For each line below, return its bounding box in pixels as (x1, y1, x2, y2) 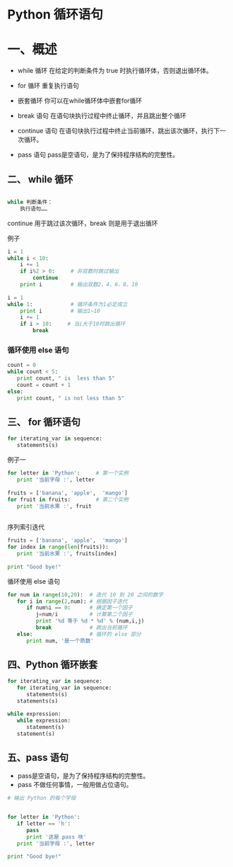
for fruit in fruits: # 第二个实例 (7, 496, 129, 503)
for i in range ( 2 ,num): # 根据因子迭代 (16, 598, 128, 605)
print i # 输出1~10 (20, 307, 100, 314)
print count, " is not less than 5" (16, 395, 125, 402)
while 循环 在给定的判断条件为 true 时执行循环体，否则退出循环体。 (17, 67, 213, 75)
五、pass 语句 (7, 752, 69, 764)
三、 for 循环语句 (7, 416, 81, 428)
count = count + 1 (16, 381, 71, 388)
